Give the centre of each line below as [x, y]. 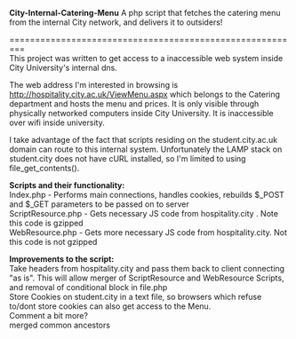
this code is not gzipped [53, 242]
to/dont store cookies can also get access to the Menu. [110, 306]
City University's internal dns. [63, 67]
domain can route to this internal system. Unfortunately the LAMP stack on [146, 149]
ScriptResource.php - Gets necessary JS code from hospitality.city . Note [144, 213]
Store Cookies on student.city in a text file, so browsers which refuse [136, 297]
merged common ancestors [60, 325]
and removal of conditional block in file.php [88, 287]
